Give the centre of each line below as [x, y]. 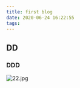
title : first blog [29, 12]
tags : [13, 23]
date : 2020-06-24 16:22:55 [40, 18]
